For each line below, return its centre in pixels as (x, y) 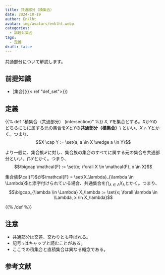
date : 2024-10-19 (23, 14)
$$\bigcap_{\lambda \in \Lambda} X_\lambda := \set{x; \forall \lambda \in (83, 192)
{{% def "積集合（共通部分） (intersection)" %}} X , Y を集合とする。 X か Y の (81, 122)
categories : (17, 28)
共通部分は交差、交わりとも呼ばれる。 (51, 237)
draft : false (19, 47)
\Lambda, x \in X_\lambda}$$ (83, 197)
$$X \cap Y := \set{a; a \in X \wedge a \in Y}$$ (83, 142)
